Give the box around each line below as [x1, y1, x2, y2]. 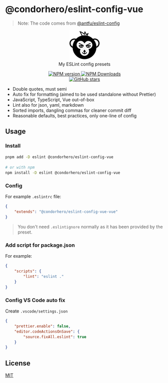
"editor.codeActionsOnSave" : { [14, 329, 80, 334]
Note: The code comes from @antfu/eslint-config [17, 20, 120, 26]
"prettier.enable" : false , [14, 324, 71, 329]
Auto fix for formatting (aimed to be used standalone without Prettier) [12, 91, 156, 97]
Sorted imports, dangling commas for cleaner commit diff [12, 107, 132, 113]
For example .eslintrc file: [5, 194, 61, 200]
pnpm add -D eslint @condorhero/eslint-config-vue [5, 155, 114, 160]
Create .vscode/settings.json [5, 308, 68, 314]
